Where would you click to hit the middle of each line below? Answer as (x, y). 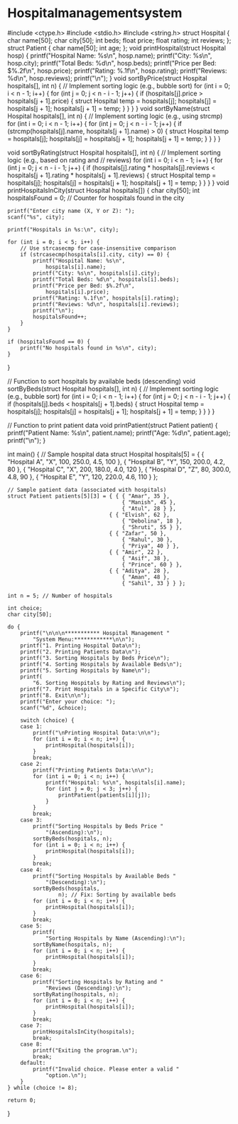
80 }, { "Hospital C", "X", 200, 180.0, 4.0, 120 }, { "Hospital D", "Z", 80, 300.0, (119, 469)
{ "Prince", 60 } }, (152, 564)
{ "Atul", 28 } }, (149, 508)
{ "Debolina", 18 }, (152, 521)
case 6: (31, 976)
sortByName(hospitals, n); (73, 945)
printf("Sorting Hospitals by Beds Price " (98, 826)
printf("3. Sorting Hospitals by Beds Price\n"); (95, 658)
